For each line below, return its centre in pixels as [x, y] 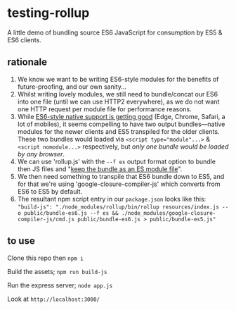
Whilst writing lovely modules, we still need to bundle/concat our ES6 [118, 94]
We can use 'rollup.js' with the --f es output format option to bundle [117, 161]
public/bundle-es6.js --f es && [71, 213]
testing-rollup [48, 13]
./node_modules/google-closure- [169, 213]
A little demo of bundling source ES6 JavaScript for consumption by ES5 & [115, 32]
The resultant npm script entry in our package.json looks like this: [112, 199]
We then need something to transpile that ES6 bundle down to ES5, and [121, 176]
